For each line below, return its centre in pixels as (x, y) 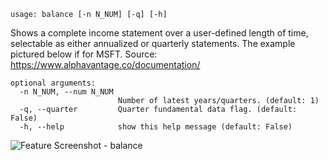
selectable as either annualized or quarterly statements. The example (153, 43)
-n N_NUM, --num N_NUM (66, 92)
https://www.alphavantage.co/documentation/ (105, 64)
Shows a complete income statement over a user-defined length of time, (159, 33)
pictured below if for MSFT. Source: (84, 54)
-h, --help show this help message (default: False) (156, 127)
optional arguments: (53, 83)
